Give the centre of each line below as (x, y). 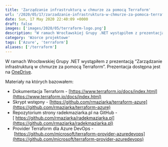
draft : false (19, 24)
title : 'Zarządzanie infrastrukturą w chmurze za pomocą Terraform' (78, 10)
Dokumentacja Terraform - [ (41, 91)
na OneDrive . (19, 72)
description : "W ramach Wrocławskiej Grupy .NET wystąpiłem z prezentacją (85, 33)
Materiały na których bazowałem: (39, 81)
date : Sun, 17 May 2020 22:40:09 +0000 (47, 19)
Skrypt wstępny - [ (32, 102)
